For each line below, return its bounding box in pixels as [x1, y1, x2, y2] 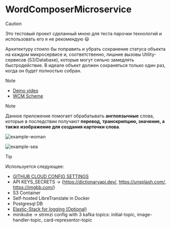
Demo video [12, 87, 39, 93]
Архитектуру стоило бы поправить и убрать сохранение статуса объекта [5, 46, 166, 52]
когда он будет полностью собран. [5, 68, 82, 74]
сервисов [5, 56, 27, 63]
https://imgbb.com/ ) [12, 184, 55, 190]
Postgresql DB [12, 200, 43, 206]
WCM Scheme [12, 93, 43, 99]
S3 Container [12, 190, 41, 196]
